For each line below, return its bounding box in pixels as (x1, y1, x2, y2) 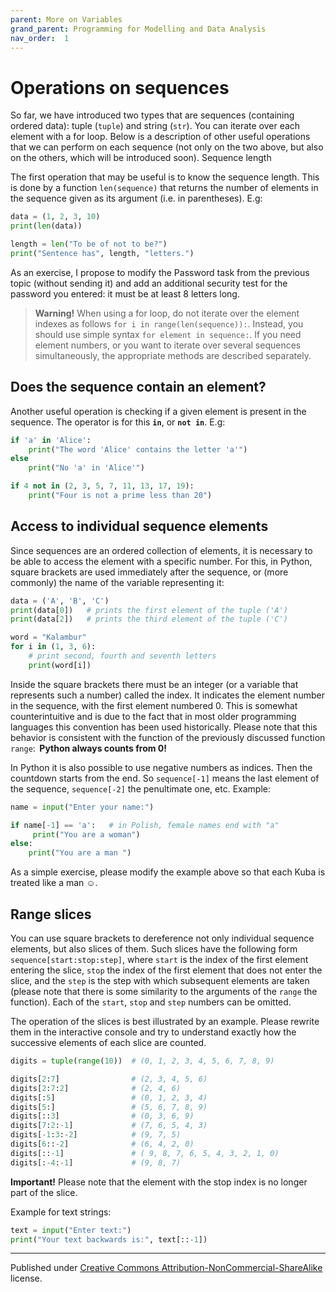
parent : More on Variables (10, 14, 123, 25)
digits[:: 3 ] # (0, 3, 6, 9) (10, 1111, 195, 1121)
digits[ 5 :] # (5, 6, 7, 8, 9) (10, 1102, 208, 1112)
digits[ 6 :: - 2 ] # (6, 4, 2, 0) (10, 1139, 195, 1149)
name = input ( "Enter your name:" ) (10, 802, 155, 812)
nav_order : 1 (10, 33, 70, 43)
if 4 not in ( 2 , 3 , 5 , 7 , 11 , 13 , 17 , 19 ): (10, 481, 195, 491)
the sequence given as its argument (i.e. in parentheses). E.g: (10, 192, 263, 205)
